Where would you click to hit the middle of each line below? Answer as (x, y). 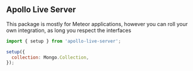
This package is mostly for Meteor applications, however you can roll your (97, 24)
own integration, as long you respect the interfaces (69, 30)
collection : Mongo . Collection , (50, 57)
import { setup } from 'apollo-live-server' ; (63, 41)
